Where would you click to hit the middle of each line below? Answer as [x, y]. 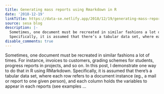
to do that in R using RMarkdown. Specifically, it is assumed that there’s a [79, 71]
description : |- [21, 28]
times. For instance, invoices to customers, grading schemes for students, [80, 60]
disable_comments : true [29, 41]
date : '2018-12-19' [25, 14]
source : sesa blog [24, 23]
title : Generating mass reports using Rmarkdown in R [61, 9]
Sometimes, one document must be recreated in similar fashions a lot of [77, 55]
